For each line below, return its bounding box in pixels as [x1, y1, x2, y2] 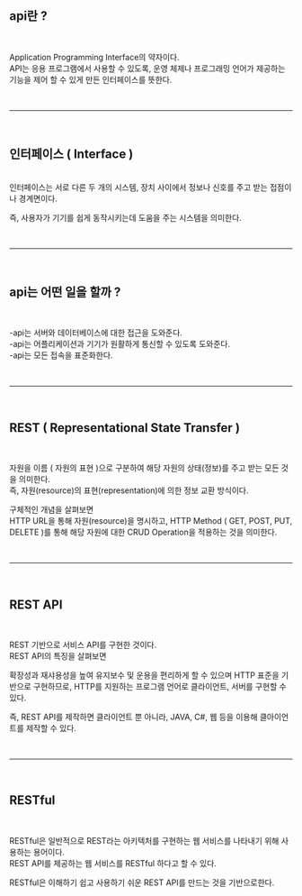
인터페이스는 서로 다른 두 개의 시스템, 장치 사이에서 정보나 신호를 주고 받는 [9, 181, 268, 192]
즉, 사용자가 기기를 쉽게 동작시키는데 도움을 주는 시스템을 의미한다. [9, 212, 243, 223]
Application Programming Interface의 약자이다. [9, 51, 180, 62]
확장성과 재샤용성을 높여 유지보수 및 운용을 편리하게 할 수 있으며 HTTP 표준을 [9, 670, 280, 681]
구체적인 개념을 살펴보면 [9, 504, 94, 516]
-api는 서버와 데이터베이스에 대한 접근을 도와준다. [9, 327, 182, 338]
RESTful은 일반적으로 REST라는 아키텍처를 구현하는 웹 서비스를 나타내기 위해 [9, 835, 280, 846]
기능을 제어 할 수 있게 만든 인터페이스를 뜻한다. [9, 74, 173, 85]
